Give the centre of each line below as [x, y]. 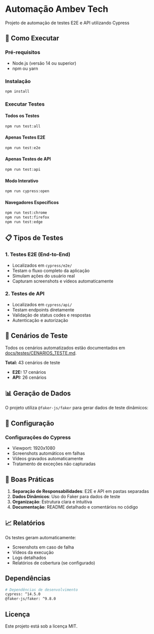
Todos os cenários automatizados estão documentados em [65, 348]
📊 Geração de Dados [38, 394]
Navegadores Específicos [32, 202]
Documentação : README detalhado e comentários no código [75, 507]
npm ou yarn [25, 68]
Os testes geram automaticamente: [41, 537]
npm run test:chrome [26, 213]
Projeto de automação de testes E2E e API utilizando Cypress [67, 23]
